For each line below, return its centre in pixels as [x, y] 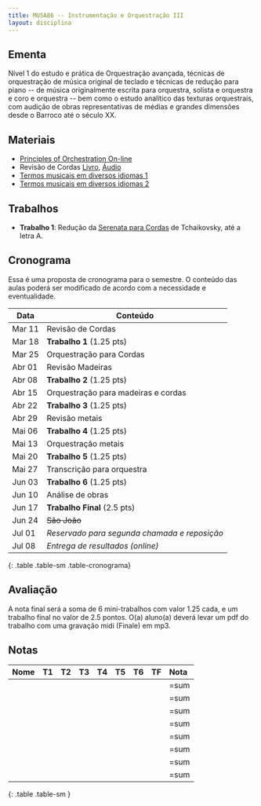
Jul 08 [24, 545]
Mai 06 [25, 430]
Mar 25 [25, 354]
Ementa [27, 55]
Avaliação [33, 590]
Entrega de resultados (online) [103, 545]
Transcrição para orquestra [97, 469]
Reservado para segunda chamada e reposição [135, 533]
